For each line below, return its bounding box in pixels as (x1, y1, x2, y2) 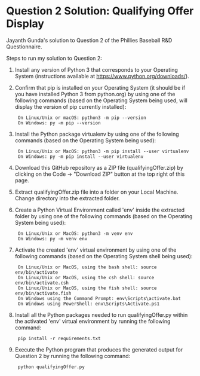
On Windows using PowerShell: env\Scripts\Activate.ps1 (17, 301, 160, 307)
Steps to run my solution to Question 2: (6, 54, 103, 62)
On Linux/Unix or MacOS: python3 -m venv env (17, 230, 133, 237)
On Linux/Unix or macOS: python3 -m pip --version (17, 115, 146, 121)
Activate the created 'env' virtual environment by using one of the (14, 246, 177, 253)
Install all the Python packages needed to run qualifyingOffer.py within (14, 311, 188, 318)
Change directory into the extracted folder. (14, 194, 121, 201)
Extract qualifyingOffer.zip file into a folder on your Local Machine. (14, 188, 179, 195)
